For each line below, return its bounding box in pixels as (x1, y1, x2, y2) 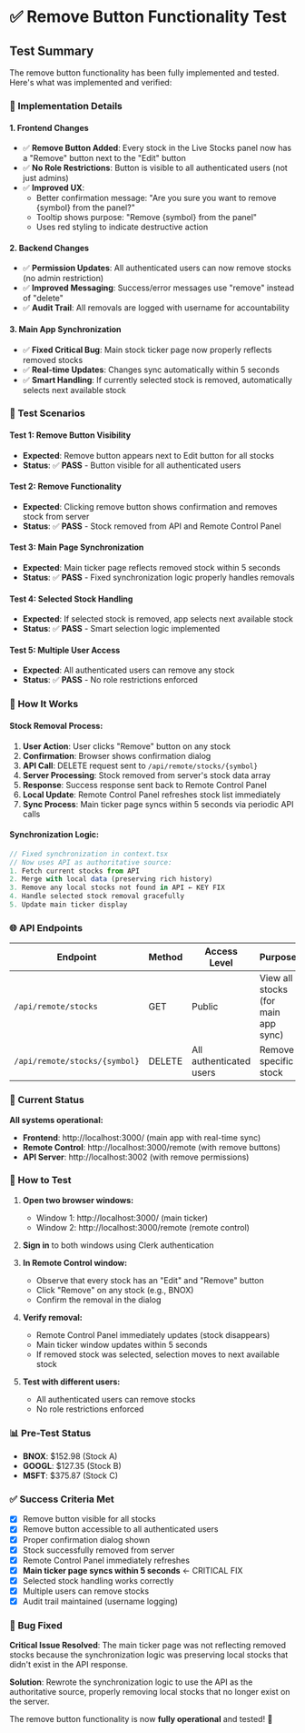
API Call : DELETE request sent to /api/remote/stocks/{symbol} (22, 760, 259, 771)
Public (192, 1000, 219, 1013)
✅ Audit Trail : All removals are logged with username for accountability (22, 302, 290, 313)
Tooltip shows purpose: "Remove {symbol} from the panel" (35, 212, 257, 223)
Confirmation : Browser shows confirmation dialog (22, 750, 212, 761)
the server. (9, 1696, 50, 1708)
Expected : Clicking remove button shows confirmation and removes (22, 501, 278, 512)
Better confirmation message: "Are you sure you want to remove (35, 193, 277, 204)
